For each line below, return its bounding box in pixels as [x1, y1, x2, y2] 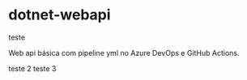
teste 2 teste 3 [8, 63, 57, 74]
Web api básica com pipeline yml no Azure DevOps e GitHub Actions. [8, 48, 241, 57]
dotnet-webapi [8, 6, 111, 24]
